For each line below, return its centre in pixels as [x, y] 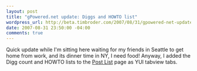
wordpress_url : [25, 22]
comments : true [25, 33]
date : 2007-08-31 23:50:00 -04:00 [48, 28]
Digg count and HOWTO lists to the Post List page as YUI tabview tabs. [92, 62]
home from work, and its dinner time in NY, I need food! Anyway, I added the [98, 56]
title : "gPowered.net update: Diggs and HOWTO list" [72, 17]
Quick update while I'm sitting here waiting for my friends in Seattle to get [95, 49]
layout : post [22, 11]
